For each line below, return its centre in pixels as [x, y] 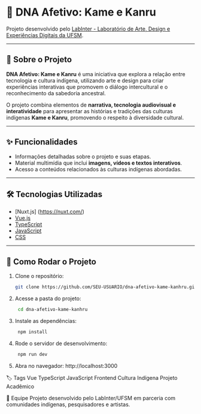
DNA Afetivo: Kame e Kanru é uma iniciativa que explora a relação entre [96, 74]
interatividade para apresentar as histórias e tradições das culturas [90, 111]
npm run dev [33, 354]
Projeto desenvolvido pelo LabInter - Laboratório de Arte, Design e [88, 29]
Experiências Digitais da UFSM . [45, 35]
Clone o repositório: [39, 276]
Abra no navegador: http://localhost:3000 [66, 365]
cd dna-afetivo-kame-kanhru [53, 310]
